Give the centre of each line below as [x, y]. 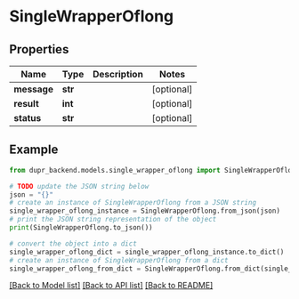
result [27, 104]
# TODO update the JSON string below [79, 186]
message [33, 89]
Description [118, 74]
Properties [39, 49]
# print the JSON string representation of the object [113, 220]
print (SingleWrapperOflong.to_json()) [81, 228]
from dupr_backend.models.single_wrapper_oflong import [115, 170]
